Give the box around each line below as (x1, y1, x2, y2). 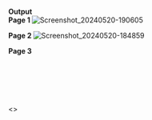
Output (8, 7, 33, 16)
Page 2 (8, 31, 32, 40)
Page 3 (8, 46, 32, 55)
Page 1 (8, 15, 30, 25)
